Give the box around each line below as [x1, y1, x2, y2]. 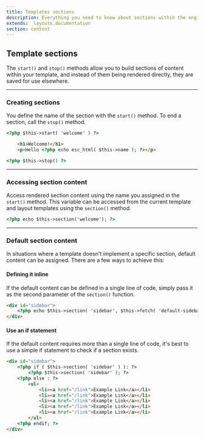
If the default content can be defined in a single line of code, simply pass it [6, 284, 193, 292]
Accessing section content [6, 177, 87, 186]
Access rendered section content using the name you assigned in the [6, 192, 180, 199]
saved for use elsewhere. [6, 77, 70, 85]
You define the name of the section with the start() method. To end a [6, 112, 182, 119]
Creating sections [6, 98, 60, 106]
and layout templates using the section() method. [6, 205, 132, 212]
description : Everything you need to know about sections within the [6, 15, 186, 21]
